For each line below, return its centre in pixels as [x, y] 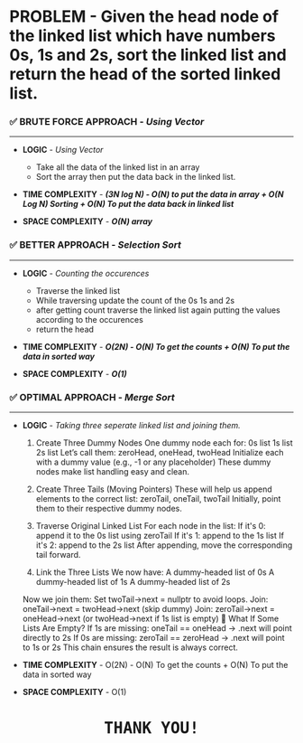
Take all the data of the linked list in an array [118, 167]
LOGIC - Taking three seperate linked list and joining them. [131, 426]
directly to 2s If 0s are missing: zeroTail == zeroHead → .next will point [154, 638]
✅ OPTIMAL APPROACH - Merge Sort [92, 397]
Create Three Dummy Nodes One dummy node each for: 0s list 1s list [164, 443]
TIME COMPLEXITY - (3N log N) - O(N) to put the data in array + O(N [153, 194]
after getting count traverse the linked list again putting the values [158, 310]
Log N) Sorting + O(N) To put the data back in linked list [128, 204]
